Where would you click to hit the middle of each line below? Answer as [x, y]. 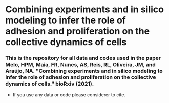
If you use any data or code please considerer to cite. [69, 95]
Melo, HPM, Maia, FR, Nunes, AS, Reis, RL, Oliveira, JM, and [81, 65]
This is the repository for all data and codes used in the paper [83, 58]
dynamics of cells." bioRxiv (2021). [50, 84]
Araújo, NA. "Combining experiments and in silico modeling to [84, 71]
